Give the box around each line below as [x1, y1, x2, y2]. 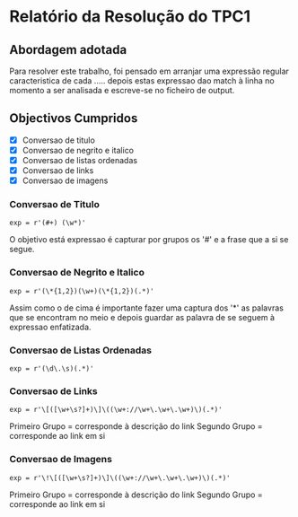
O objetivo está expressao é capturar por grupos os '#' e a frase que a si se [9, 234, 289, 245]
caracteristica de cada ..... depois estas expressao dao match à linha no [9, 75, 276, 86]
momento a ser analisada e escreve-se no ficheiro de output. [9, 85, 235, 95]
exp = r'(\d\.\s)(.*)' [9, 364, 94, 373]
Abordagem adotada [9, 42, 127, 57]
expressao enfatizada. [9, 321, 92, 332]
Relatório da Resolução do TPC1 [9, 6, 251, 27]
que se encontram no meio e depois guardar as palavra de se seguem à [9, 311, 276, 322]
